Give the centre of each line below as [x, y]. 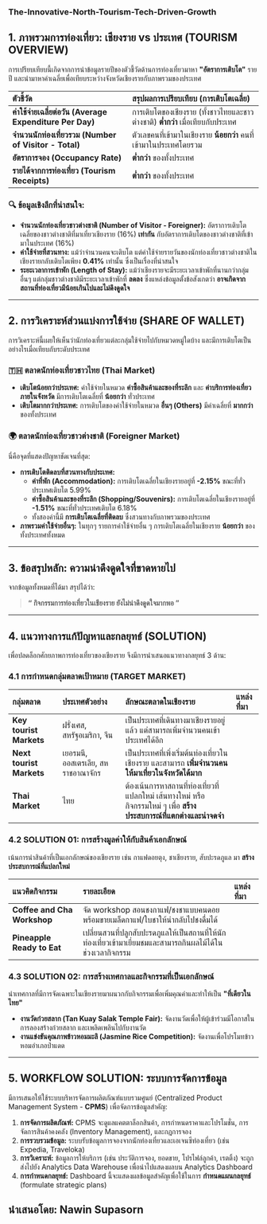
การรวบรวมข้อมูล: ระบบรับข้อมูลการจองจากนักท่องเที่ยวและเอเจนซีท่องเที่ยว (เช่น [124, 1140]
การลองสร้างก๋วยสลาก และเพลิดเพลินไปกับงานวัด [83, 1027]
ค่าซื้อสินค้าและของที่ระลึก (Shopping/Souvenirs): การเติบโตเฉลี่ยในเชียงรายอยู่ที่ [143, 499]
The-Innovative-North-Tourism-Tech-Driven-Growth [112, 12]
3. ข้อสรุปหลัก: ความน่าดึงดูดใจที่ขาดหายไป [92, 568]
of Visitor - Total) [46, 144]
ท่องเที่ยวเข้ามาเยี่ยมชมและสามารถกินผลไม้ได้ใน [153, 942]
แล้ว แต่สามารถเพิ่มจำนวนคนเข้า [172, 730]
